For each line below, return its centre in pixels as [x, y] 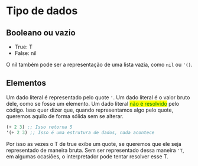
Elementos [26, 83]
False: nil [25, 53]
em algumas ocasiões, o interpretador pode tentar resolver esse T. [87, 156]
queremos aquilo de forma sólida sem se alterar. [65, 116]
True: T [23, 47]
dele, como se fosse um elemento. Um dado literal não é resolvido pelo [92, 103]
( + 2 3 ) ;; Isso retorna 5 [39, 127]
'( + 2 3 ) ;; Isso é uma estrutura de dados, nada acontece [80, 132]
